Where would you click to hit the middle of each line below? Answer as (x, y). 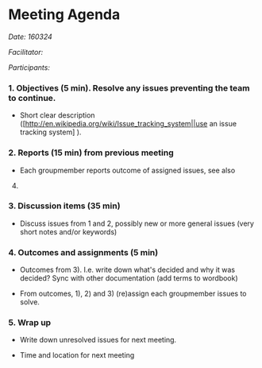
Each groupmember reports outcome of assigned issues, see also (127, 170)
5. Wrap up (30, 323)
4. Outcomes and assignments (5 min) (83, 252)
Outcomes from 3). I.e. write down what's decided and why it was (127, 270)
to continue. (32, 98)
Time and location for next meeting (77, 355)
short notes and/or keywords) (68, 231)
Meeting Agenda (64, 15)
